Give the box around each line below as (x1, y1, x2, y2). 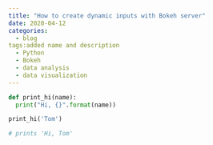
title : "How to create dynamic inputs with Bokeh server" (8, 11, 206, 20)
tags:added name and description (8, 42, 120, 50)
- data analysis (15, 64, 70, 72)
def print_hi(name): (8, 93, 78, 101)
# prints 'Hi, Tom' (8, 130, 74, 138)
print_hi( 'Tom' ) (8, 115, 62, 123)
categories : (8, 26, 48, 34)
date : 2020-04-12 (8, 19, 66, 27)
